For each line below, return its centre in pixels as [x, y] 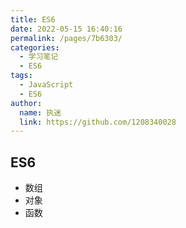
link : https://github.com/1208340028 [98, 122]
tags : [21, 76]
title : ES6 [33, 19]
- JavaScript [46, 85]
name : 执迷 [40, 112]
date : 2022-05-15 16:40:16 [66, 29]
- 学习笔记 [39, 57]
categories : [35, 47]
